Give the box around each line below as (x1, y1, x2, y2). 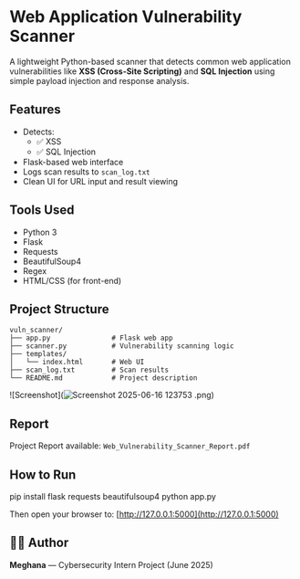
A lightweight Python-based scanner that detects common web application (9, 56, 292, 67)
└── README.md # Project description (9, 374, 198, 383)
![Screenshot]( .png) (9, 390, 214, 401)
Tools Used (9, 203, 75, 218)
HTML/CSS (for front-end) (22, 275, 122, 286)
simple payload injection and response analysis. (9, 75, 190, 86)
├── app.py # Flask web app (9, 333, 173, 343)
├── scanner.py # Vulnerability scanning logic (9, 342, 234, 351)
